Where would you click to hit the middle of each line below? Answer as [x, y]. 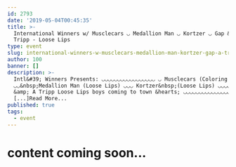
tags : [15, 112]
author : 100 [25, 60]
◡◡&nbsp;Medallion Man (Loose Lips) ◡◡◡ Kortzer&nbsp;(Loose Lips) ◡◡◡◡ [122, 86]
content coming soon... [77, 153]
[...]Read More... [41, 99]
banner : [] [23, 66]
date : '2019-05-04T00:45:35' [50, 20]
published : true [31, 105]
